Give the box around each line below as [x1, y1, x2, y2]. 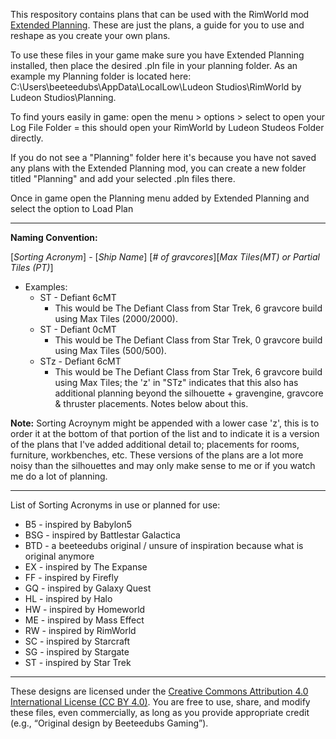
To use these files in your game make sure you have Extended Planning [10, 49, 305, 61]
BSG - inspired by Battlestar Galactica [24, 529, 181, 541]
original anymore [24, 550, 95, 562]
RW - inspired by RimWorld [24, 625, 137, 636]
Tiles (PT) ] [10, 262, 54, 273]
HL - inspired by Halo [24, 593, 113, 604]
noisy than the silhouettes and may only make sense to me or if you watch [10, 460, 316, 471]
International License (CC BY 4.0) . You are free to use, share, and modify [10, 696, 311, 708]
